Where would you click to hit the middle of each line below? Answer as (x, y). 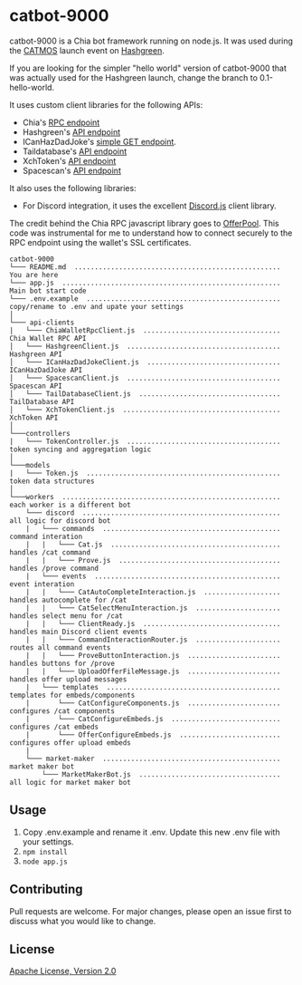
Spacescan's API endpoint (72, 170)
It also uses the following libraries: (73, 188)
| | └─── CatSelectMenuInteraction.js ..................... (153, 608)
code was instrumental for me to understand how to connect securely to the (151, 233)
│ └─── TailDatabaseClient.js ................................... (145, 394)
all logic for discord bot (60, 521)
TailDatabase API (42, 401)
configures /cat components (62, 711)
